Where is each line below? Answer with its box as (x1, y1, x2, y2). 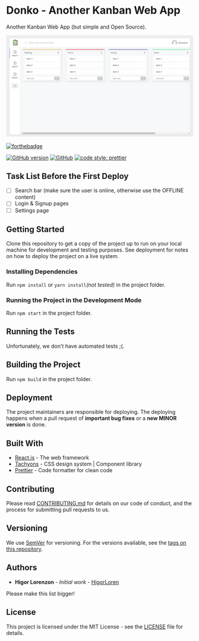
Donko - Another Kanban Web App (6, 4, 181, 17)
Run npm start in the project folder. (6, 310, 92, 317)
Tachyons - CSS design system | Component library (14, 460, 143, 467)
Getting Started (6, 224, 65, 234)
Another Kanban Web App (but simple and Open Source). (6, 23, 147, 30)
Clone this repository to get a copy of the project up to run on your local (6, 240, 182, 247)
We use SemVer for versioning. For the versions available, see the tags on (6, 539, 187, 546)
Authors (6, 563, 37, 573)
